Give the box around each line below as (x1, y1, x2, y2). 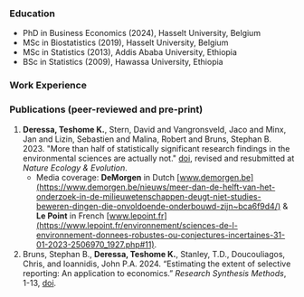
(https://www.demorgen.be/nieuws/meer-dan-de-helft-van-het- (35, 181, 276, 192)
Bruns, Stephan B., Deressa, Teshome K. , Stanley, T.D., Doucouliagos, (22, 248, 286, 259)
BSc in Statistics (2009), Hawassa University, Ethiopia (22, 57, 223, 68)
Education (9, 7, 56, 20)
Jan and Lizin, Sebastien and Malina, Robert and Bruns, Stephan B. (22, 134, 272, 144)
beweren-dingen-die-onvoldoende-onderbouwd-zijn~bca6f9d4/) (35, 200, 281, 211)
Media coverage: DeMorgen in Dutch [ (35, 172, 180, 182)
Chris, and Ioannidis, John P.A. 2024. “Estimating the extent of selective (22, 258, 291, 269)
